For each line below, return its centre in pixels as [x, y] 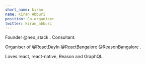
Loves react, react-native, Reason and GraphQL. [55, 57]
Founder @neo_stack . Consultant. [40, 37]
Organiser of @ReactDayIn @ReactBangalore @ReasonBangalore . [73, 47]
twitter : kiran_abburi [29, 23]
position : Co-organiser [30, 19]
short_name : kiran [24, 10]
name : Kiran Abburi [25, 14]
